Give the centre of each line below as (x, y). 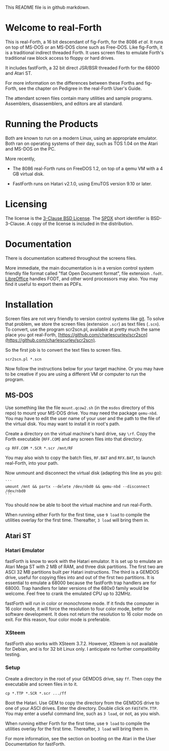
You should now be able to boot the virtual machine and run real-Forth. (79, 505)
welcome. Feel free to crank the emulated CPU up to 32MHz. (69, 594)
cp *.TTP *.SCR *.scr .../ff (36, 693)
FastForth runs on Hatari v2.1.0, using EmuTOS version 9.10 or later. (82, 183)
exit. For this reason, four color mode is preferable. (58, 620)
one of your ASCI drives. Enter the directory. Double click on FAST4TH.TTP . (81, 708)
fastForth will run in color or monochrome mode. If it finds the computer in (82, 604)
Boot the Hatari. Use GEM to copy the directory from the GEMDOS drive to (82, 703)
